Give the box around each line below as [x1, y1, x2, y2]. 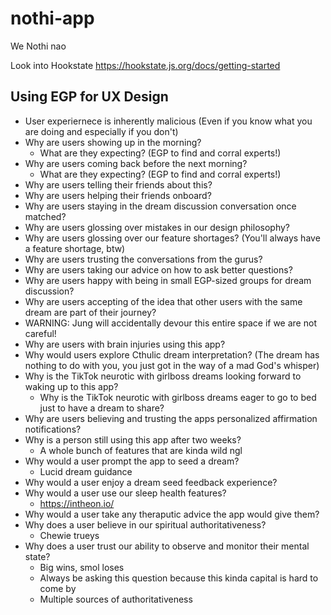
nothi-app [10, 7, 95, 30]
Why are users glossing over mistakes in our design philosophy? [24, 221, 291, 233]
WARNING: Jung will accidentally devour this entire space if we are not [24, 317, 317, 329]
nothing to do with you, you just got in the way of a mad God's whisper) [24, 359, 320, 371]
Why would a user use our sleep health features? [24, 487, 227, 499]
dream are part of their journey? [24, 306, 157, 318]
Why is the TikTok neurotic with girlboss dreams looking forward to [24, 370, 302, 382]
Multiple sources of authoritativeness [39, 593, 193, 605]
